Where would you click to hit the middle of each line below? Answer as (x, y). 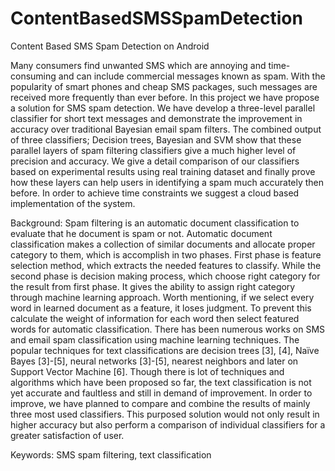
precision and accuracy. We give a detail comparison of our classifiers (155, 161)
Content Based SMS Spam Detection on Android (110, 46)
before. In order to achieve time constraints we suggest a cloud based (155, 193)
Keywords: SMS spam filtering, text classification (111, 454)
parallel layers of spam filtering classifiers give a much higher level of (153, 150)
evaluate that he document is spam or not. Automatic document (141, 233)
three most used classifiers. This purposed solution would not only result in (165, 414)
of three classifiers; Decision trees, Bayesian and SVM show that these (156, 139)
